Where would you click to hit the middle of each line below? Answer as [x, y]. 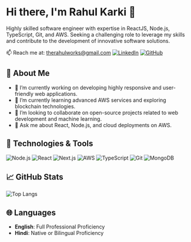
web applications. [56, 94]
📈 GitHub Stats [35, 177]
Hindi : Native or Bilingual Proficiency [59, 233]
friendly [24, 94]
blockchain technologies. [45, 106]
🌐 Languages [31, 212]
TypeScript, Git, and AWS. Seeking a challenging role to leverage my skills [95, 34]
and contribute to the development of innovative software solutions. [88, 41]
